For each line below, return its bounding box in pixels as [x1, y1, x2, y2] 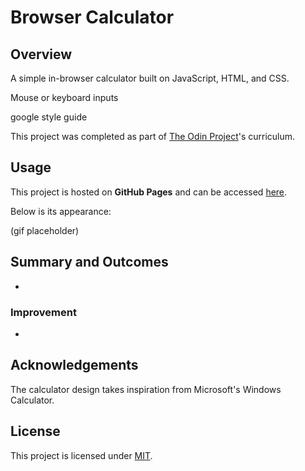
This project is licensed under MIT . [10, 449, 153, 461]
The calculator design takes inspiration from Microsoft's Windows [10, 383, 282, 395]
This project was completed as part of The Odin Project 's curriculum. [10, 131, 296, 142]
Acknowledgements [10, 357, 139, 374]
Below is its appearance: [10, 205, 112, 217]
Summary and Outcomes [10, 254, 169, 271]
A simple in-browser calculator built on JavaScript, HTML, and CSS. [10, 72, 290, 84]
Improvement [10, 305, 77, 319]
